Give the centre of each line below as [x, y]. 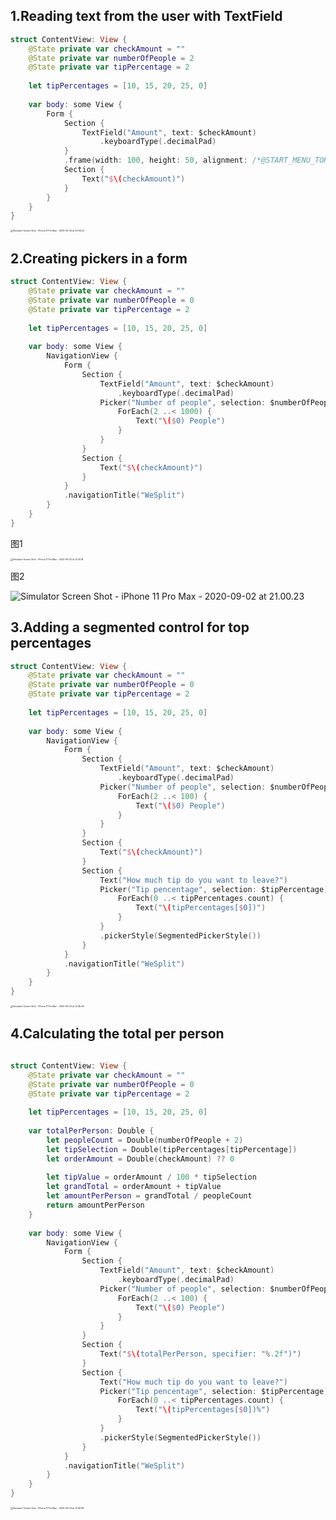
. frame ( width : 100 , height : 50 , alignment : [155, 160]
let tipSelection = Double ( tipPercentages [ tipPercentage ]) [172, 1149]
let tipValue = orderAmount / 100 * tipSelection [151, 1177]
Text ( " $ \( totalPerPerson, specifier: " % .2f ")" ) [200, 1354]
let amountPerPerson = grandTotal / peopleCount [149, 1196]
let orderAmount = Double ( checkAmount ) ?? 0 [140, 1159]
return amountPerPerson [95, 1205]
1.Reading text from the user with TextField [146, 16]
